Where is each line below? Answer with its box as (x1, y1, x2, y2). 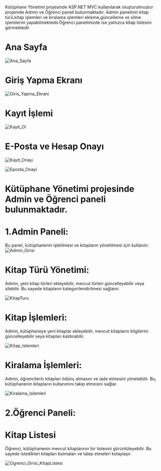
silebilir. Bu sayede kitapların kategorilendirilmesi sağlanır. (5, 286, 120, 291)
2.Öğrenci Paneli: (5, 407, 76, 418)
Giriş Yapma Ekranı (5, 75, 83, 86)
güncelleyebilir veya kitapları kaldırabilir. (5, 333, 85, 339)
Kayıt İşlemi (5, 108, 53, 119)
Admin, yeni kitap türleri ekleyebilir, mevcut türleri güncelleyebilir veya (5, 280, 145, 286)
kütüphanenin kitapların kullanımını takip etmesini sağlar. (5, 381, 117, 387)
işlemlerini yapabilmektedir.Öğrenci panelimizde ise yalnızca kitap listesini (5, 19, 152, 25)
